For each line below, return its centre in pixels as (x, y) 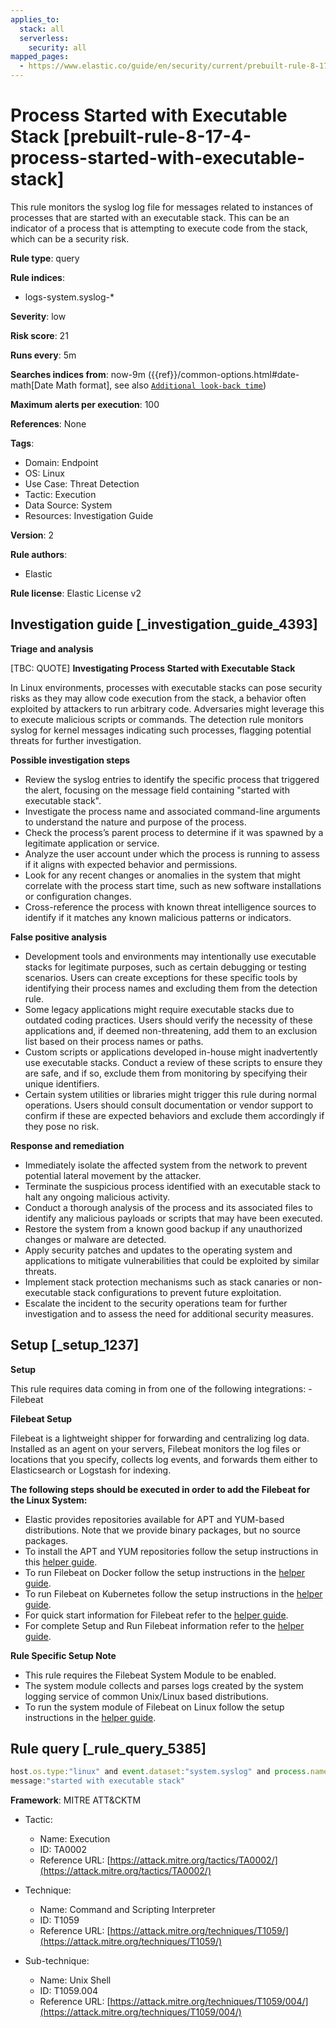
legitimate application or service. (92, 843)
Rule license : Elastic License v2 (76, 593)
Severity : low (38, 316)
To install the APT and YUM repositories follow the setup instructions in (171, 1551)
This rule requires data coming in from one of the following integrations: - (161, 1388)
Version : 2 (32, 535)
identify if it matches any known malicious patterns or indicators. (158, 917)
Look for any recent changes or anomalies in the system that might (162, 875)
